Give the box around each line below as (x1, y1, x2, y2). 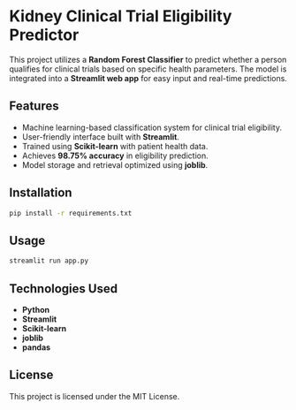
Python (21, 304, 50, 315)
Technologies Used (9, 281, 118, 296)
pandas (21, 342, 51, 353)
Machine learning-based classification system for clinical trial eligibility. (21, 122, 283, 133)
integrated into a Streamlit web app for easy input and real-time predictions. (9, 72, 287, 83)
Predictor (9, 25, 80, 45)
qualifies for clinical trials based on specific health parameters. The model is (9, 64, 287, 74)
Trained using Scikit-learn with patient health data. (21, 140, 209, 151)
